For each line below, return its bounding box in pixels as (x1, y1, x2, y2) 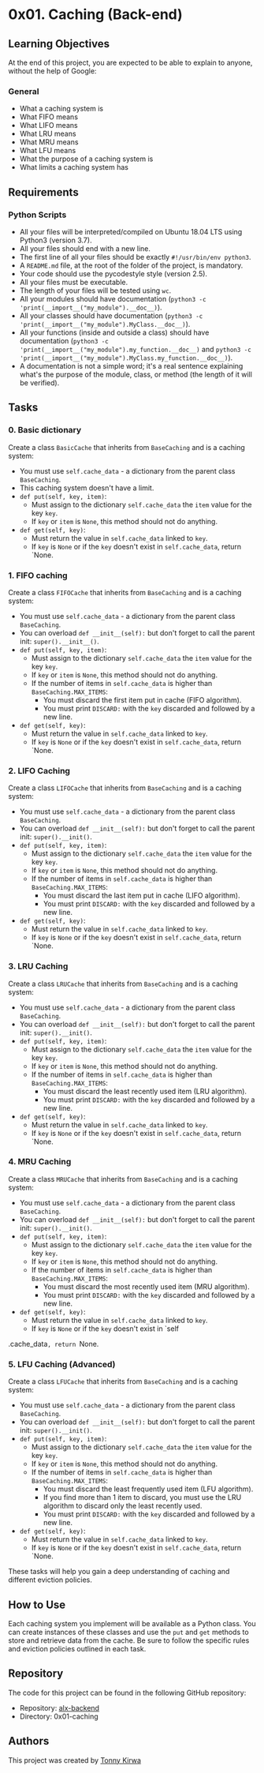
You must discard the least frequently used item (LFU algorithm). (43, 1484, 254, 1494)
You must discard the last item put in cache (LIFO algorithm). (43, 890, 240, 901)
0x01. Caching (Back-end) (8, 6, 183, 24)
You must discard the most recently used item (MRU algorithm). (43, 1281, 250, 1291)
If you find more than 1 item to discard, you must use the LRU (43, 1493, 242, 1502)
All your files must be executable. (19, 277, 128, 287)
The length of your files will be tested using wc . (19, 286, 172, 295)
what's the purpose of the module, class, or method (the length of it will (19, 369, 252, 379)
